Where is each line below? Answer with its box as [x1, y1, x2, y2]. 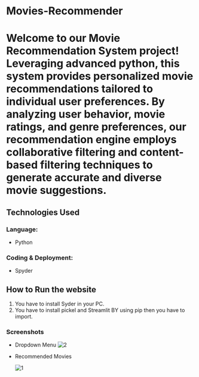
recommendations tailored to [6, 82, 154, 96]
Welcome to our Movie [6, 32, 121, 45]
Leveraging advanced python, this [6, 57, 180, 70]
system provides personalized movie [6, 70, 194, 83]
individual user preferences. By [6, 95, 166, 109]
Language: [6, 225, 38, 233]
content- [139, 146, 184, 159]
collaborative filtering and [6, 146, 137, 159]
